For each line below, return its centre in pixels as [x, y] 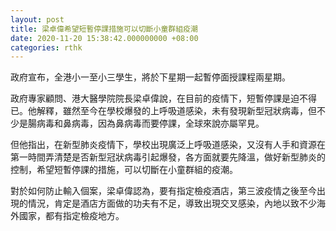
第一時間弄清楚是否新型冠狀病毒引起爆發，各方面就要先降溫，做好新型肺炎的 [168, 157]
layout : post [37, 19]
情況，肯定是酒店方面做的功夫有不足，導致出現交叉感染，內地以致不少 [172, 203]
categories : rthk [46, 47]
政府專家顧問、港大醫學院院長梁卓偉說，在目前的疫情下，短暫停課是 [150, 98]
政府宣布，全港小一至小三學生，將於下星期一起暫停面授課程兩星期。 [150, 77]
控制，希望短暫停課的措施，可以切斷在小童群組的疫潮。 [124, 170]
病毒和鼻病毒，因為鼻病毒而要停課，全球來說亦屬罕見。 [150, 123]
